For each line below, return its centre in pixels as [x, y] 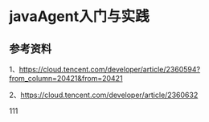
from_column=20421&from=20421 [66, 78]
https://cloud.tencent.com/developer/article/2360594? [109, 69]
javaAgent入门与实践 [79, 16]
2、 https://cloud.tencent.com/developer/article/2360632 [104, 95]
